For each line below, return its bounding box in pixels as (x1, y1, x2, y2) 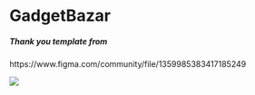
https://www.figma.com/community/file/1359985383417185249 (9, 59, 247, 70)
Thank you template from (9, 35, 108, 46)
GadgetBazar (9, 5, 112, 26)
